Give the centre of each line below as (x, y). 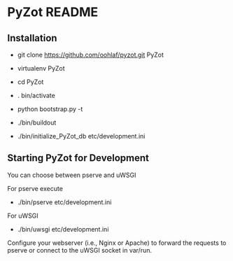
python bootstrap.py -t (50, 109)
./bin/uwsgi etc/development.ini (63, 229)
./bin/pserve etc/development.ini (64, 202)
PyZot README (53, 12)
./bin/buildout (37, 122)
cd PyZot (30, 82)
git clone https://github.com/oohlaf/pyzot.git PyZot (91, 55)
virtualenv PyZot (41, 68)
